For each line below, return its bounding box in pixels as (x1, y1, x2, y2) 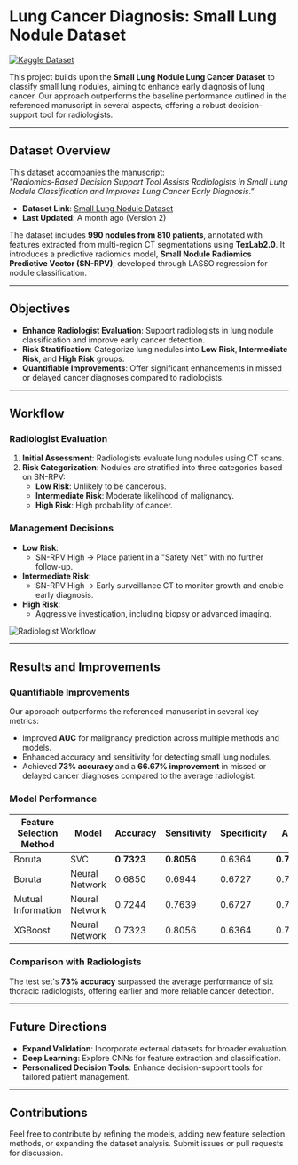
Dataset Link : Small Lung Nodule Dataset (21, 202, 174, 214)
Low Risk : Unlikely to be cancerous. (35, 481, 167, 492)
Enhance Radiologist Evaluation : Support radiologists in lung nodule (21, 325, 274, 335)
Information (13, 903, 62, 916)
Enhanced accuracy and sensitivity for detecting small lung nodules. (21, 752, 272, 762)
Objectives (9, 302, 71, 317)
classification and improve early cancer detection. (21, 335, 206, 345)
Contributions (9, 1106, 88, 1121)
